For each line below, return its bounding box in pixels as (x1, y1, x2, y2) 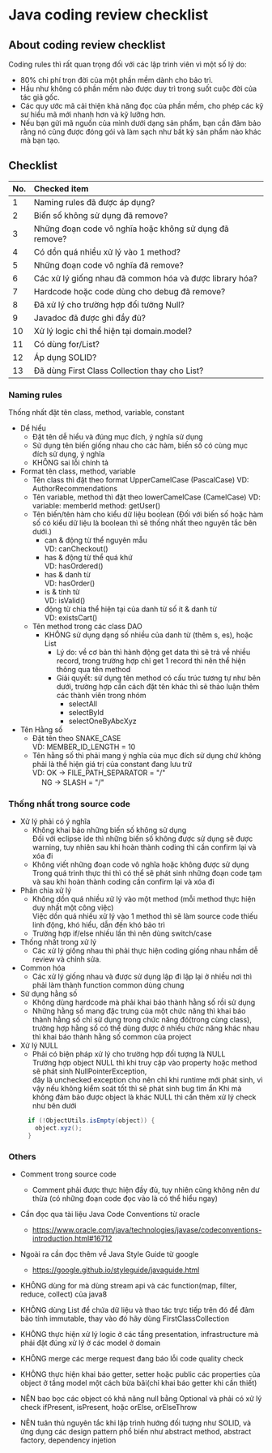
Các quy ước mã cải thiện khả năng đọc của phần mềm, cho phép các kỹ (19, 101, 264, 110)
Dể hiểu (19, 423, 47, 433)
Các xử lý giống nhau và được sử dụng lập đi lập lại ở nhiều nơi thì (32, 971, 253, 982)
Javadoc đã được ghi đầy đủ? (33, 312, 146, 324)
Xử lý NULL (19, 1040, 59, 1051)
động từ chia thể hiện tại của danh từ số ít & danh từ (44, 604, 217, 614)
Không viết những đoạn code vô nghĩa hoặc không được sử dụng (32, 859, 249, 869)
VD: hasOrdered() (44, 561, 104, 571)
